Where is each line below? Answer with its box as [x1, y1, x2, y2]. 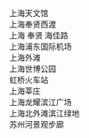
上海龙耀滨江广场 [9, 97, 72, 107]
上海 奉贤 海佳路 [9, 30, 69, 40]
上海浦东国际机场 [9, 41, 72, 52]
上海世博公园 [9, 63, 56, 74]
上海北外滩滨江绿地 [9, 108, 80, 118]
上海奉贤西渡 [9, 19, 56, 29]
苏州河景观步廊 [9, 119, 64, 129]
